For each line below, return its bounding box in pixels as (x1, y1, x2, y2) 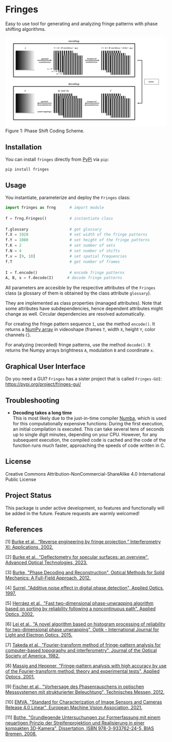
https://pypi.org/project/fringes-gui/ (5, 381, 81, 387)
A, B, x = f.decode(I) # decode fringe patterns (5, 276, 123, 281)
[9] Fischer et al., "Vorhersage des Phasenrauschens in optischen (5, 684, 144, 690)
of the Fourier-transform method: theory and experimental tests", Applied (5, 668, 160, 674)
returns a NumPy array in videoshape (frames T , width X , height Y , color (5, 326, 156, 333)
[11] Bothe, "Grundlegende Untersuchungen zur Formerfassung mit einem (5, 714, 161, 720)
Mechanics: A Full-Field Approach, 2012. (5, 575, 91, 581)
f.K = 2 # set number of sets (5, 243, 116, 248)
